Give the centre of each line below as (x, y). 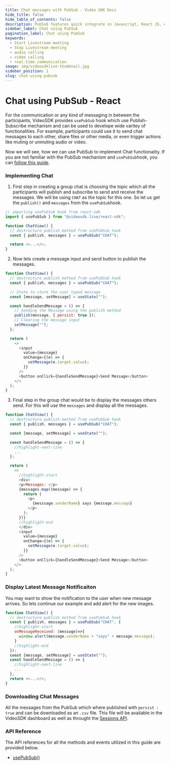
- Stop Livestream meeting (38, 48)
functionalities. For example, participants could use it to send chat (74, 131)
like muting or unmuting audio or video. (46, 142)
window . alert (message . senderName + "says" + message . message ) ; (87, 636)
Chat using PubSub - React (63, 101)
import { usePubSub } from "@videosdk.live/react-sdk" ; (65, 217)
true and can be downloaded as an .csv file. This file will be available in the (84, 713)
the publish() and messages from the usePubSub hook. (67, 203)
